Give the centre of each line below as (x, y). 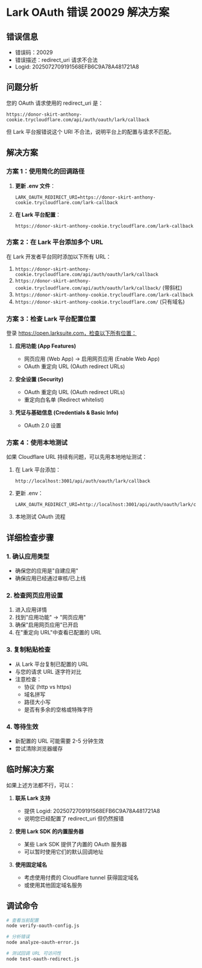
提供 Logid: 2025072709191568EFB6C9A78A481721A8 (92, 811)
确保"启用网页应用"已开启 (46, 625)
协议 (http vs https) (48, 686)
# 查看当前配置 (23, 920)
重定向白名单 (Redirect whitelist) (64, 400)
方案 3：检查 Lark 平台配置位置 (51, 318)
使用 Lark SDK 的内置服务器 (49, 831)
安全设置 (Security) (39, 380)
